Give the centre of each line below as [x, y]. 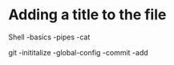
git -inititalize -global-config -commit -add [78, 52]
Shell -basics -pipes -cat [49, 37]
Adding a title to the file [87, 15]
